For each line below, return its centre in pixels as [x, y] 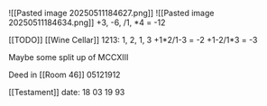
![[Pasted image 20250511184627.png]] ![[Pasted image [111, 13]
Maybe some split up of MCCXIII [69, 57]
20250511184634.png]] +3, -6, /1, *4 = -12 [87, 22]
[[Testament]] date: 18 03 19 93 [67, 92]
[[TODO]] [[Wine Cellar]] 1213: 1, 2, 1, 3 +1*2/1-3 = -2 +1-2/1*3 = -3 [133, 40]
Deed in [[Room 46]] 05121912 [64, 75]
